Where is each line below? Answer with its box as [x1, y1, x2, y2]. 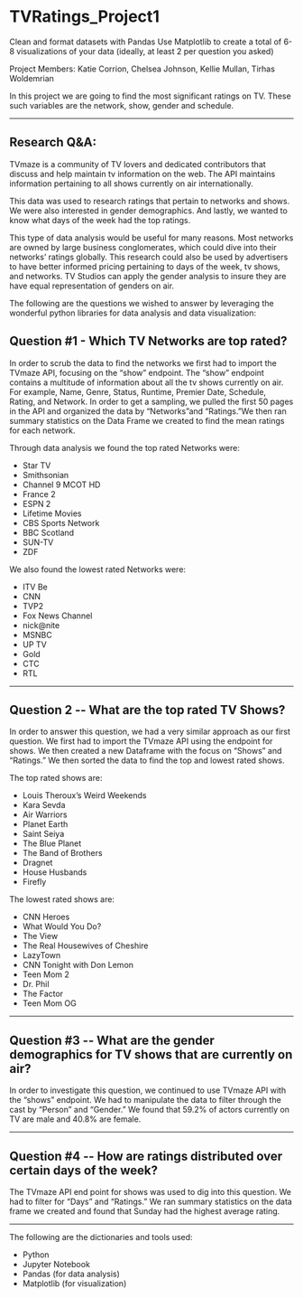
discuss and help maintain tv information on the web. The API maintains [9, 168, 276, 179]
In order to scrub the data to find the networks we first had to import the [9, 357, 277, 368]
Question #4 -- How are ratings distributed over [9, 1148, 283, 1163]
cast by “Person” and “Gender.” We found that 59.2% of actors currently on [9, 1105, 290, 1115]
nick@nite [22, 619, 60, 630]
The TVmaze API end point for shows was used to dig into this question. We [9, 1187, 291, 1197]
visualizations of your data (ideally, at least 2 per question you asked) [16, 45, 274, 56]
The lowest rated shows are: [9, 894, 115, 905]
